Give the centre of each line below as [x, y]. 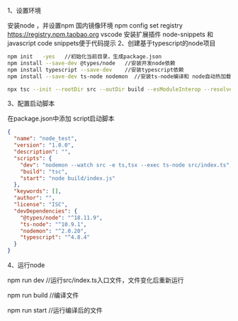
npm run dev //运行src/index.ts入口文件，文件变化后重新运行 [96, 280]
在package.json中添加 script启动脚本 [61, 118]
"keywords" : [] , [38, 191]
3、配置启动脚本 [31, 103]
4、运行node [26, 265]
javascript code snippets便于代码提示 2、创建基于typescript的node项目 [112, 43]
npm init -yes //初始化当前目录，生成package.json [85, 57]
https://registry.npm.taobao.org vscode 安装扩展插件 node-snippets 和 [110, 34]
